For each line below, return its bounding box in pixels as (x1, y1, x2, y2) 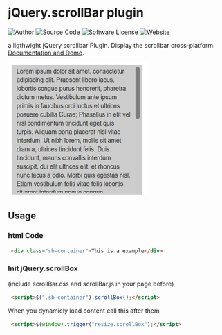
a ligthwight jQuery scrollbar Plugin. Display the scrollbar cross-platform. (8, 41, 215, 49)
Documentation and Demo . (8, 49, 85, 57)
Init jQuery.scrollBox (8, 264, 78, 273)
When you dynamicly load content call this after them (8, 307, 160, 315)
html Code (8, 231, 44, 241)
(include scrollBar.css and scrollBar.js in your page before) (8, 280, 174, 288)
